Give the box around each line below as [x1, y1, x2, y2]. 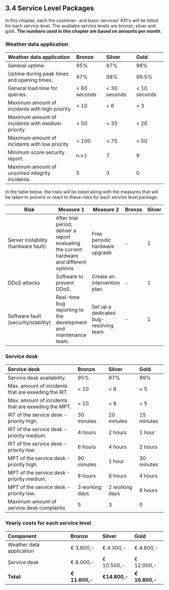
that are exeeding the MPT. [8, 403, 72, 410]
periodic [92, 236, 112, 243]
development [56, 319, 87, 326]
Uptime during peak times [8, 70, 69, 77]
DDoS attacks [8, 279, 40, 286]
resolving [92, 322, 114, 329]
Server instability [8, 236, 48, 243]
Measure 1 [58, 206, 84, 213]
